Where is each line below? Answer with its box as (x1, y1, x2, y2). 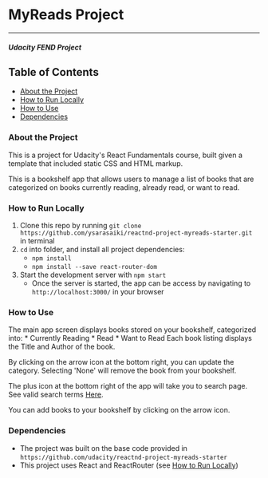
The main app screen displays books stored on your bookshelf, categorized (8, 325, 257, 334)
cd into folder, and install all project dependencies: (19, 244, 185, 254)
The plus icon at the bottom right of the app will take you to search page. (8, 381, 248, 391)
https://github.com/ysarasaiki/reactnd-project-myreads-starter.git (19, 229, 253, 237)
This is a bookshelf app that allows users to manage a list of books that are (8, 174, 254, 184)
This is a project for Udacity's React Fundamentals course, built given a (8, 150, 243, 160)
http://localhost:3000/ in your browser (31, 286, 165, 296)
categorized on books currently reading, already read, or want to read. (8, 182, 240, 192)
